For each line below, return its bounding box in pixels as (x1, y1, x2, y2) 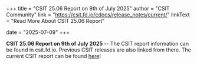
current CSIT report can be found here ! (6, 53, 101, 59)
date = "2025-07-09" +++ (6, 29, 70, 36)
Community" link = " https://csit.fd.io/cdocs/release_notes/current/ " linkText (6, 11, 190, 18)
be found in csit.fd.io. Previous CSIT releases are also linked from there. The (6, 46, 192, 53)
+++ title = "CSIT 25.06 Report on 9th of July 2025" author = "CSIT (6, 5, 170, 12)
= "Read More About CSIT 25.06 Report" (6, 18, 105, 24)
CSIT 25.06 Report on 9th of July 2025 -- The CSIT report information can (6, 40, 189, 47)
